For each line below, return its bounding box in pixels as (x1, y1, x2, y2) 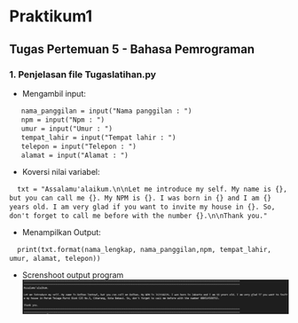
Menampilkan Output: (21, 226, 102, 237)
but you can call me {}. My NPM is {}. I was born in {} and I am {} (9, 193, 272, 202)
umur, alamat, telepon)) (9, 254, 101, 263)
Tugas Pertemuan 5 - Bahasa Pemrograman (9, 42, 255, 57)
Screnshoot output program (21, 269, 124, 280)
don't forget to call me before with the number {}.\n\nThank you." (9, 211, 268, 220)
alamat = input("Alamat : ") (20, 151, 129, 160)
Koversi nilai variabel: (21, 166, 100, 177)
